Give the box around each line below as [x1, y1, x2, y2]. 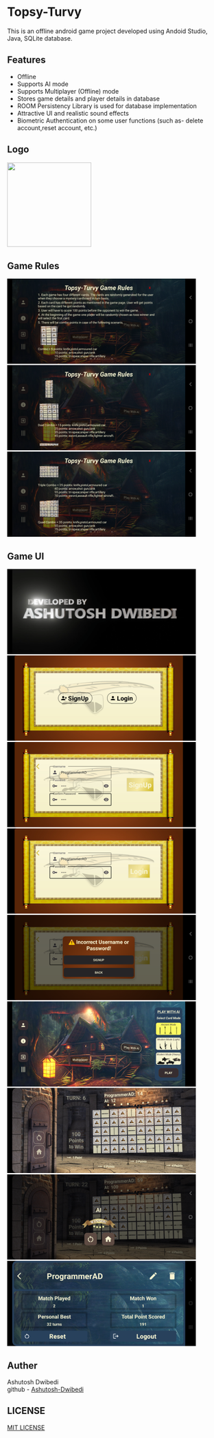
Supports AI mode [16, 80, 69, 88]
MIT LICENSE [7, 1423, 45, 1432]
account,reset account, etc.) [16, 123, 97, 131]
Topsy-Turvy [7, 4, 82, 20]
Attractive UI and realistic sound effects [16, 109, 129, 117]
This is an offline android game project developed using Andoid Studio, [7, 27, 208, 35]
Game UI [7, 550, 45, 562]
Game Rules [7, 260, 60, 272]
